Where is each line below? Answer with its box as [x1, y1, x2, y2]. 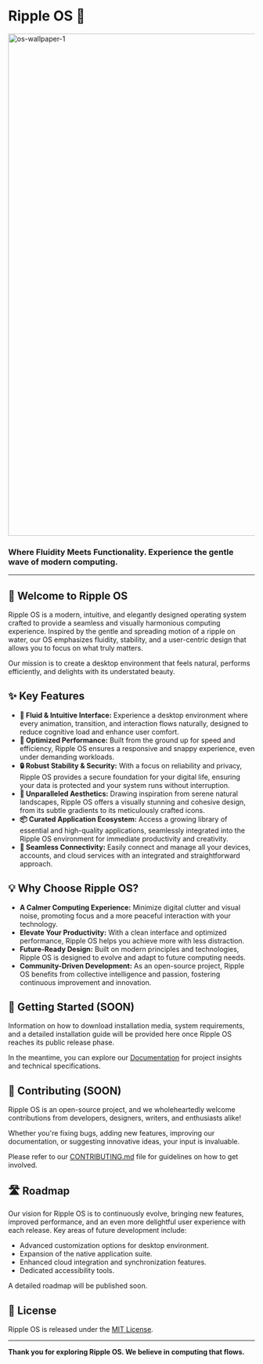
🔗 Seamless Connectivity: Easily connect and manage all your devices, [19, 842, 251, 852]
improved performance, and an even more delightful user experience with [8, 1217, 247, 1227]
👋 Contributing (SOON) [8, 1084, 122, 1097]
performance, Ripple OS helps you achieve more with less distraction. [19, 935, 245, 945]
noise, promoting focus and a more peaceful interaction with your [19, 910, 231, 921]
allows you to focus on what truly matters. [8, 644, 143, 653]
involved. [8, 1161, 38, 1170]
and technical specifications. [8, 1061, 101, 1070]
